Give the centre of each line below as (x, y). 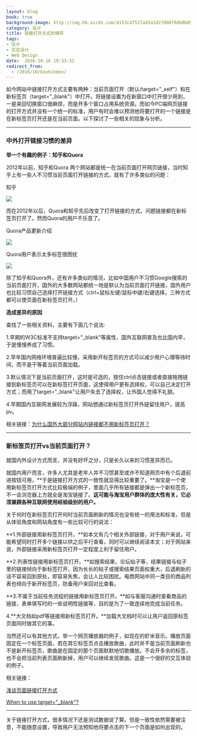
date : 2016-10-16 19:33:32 (40, 61)
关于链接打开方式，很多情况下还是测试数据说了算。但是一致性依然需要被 (93, 720)
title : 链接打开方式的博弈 (35, 34)
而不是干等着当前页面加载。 (50, 364)
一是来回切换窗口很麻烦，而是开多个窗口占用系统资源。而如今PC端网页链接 (97, 104)
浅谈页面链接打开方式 (32, 690)
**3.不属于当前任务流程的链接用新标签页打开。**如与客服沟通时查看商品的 (96, 596)
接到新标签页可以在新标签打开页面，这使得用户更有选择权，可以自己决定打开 (98, 384)
